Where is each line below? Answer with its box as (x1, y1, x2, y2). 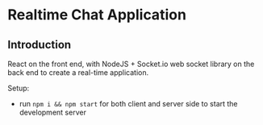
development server (19, 107, 86, 117)
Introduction (7, 38, 72, 52)
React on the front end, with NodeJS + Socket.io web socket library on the (7, 59, 255, 69)
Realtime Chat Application (7, 6, 187, 24)
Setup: (7, 83, 30, 93)
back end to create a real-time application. (7, 68, 149, 77)
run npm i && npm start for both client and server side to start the (19, 99, 239, 108)
